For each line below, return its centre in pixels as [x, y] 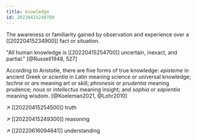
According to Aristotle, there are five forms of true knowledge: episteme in [98, 70]
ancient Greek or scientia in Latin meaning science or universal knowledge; [98, 77]
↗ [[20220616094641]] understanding [53, 130]
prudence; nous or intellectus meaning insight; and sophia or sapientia [93, 89]
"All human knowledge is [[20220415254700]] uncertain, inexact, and [92, 52]
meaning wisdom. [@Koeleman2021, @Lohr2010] [67, 96]
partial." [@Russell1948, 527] [42, 59]
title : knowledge [28, 12]
